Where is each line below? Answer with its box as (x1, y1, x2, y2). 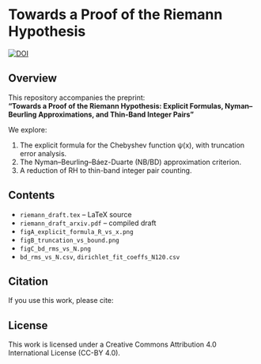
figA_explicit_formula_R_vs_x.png (19, 228, 134, 236)
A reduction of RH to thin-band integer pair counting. (19, 165, 192, 175)
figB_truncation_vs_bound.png (19, 236, 120, 244)
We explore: (8, 125, 47, 134)
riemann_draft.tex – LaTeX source (19, 209, 132, 219)
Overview (8, 71, 58, 85)
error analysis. (19, 148, 67, 158)
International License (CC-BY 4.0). (8, 348, 121, 358)
